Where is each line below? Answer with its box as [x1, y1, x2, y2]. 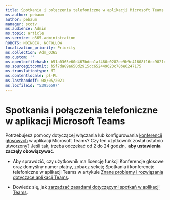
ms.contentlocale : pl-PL [5, 73, 58, 78]
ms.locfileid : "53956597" [5, 83, 60, 88]
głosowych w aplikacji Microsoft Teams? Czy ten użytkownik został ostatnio [5, 137, 163, 143]
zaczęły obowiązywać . [5, 148, 55, 154]
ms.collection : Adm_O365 [5, 50, 58, 55]
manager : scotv [5, 21, 37, 27]
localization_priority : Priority [5, 45, 76, 50]
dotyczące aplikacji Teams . [12, 174, 69, 180]
